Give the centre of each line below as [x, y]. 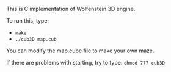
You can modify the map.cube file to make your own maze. [80, 51]
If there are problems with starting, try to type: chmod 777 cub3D [86, 63]
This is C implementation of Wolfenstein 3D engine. [71, 9]
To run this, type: [28, 20]
